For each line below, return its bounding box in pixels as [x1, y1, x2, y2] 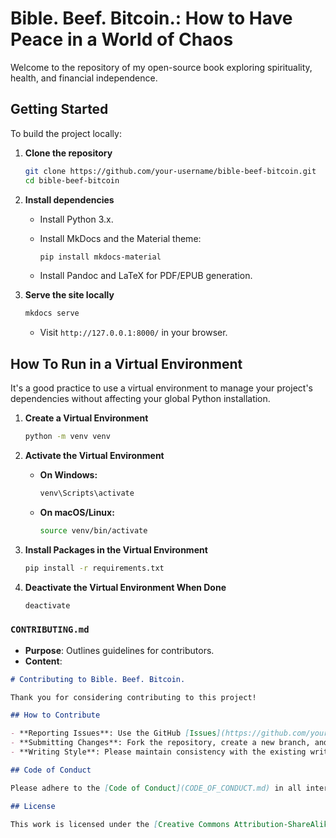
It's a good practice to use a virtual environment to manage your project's [10, 382, 313, 394]
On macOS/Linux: [39, 506, 115, 518]
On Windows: [39, 468, 98, 481]
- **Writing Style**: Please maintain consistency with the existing [10, 747, 307, 757]
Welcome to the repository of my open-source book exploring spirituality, [10, 61, 313, 73]
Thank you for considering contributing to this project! [10, 692, 257, 702]
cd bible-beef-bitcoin [24, 175, 120, 186]
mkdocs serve [24, 308, 80, 319]
